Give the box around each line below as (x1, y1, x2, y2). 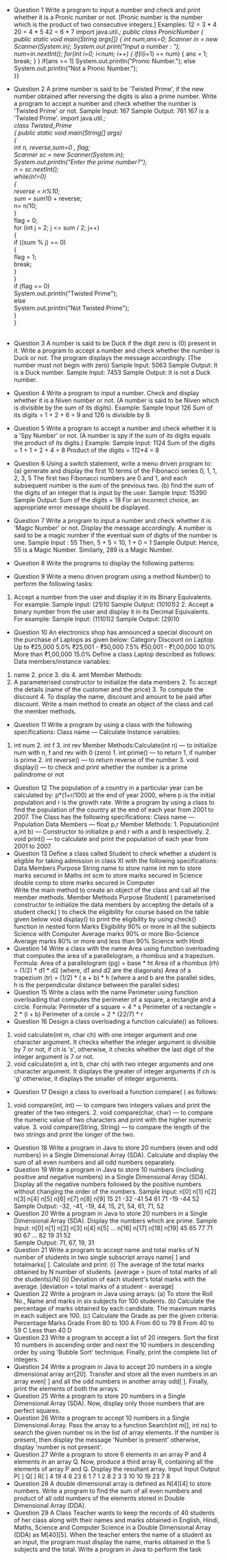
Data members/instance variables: (13, 658, 111, 665)
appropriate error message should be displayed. (13, 503, 150, 511)
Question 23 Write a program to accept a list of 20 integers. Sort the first (13, 1333, 219, 1341)
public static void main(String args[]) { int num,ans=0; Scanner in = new (13, 35, 218, 43)
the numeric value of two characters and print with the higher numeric (13, 1116, 213, 1124)
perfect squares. (13, 1407, 61, 1414)
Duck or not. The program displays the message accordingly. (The (13, 354, 202, 361)
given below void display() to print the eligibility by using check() (13, 915, 197, 923)
